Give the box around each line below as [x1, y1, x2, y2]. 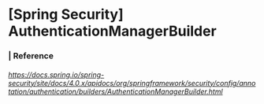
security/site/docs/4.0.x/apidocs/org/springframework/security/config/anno [8, 78, 256, 87]
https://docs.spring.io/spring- [8, 69, 105, 80]
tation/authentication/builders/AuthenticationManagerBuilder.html [8, 87, 223, 96]
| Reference [8, 50, 54, 61]
